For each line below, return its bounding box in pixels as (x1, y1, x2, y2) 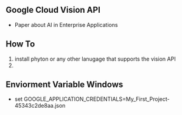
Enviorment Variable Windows (5, 80, 124, 90)
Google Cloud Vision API (5, 5, 101, 15)
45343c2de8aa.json (14, 102, 66, 109)
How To (5, 39, 35, 50)
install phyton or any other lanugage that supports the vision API (14, 55, 176, 62)
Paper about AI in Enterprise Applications (14, 21, 118, 28)
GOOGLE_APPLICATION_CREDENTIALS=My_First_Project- (23, 95, 170, 103)
